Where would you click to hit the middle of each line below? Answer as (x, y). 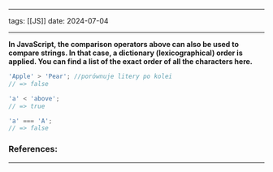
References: (33, 149)
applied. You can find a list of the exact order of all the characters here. (131, 61)
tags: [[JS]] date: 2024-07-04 (58, 21)
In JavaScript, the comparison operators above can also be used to (124, 44)
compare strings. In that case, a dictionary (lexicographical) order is (126, 53)
